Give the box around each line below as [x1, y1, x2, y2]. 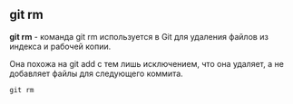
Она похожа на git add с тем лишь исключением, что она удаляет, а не [9, 58, 284, 69]
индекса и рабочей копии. [9, 41, 112, 52]
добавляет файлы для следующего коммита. [9, 68, 183, 79]
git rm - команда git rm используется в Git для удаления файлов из [9, 31, 269, 42]
